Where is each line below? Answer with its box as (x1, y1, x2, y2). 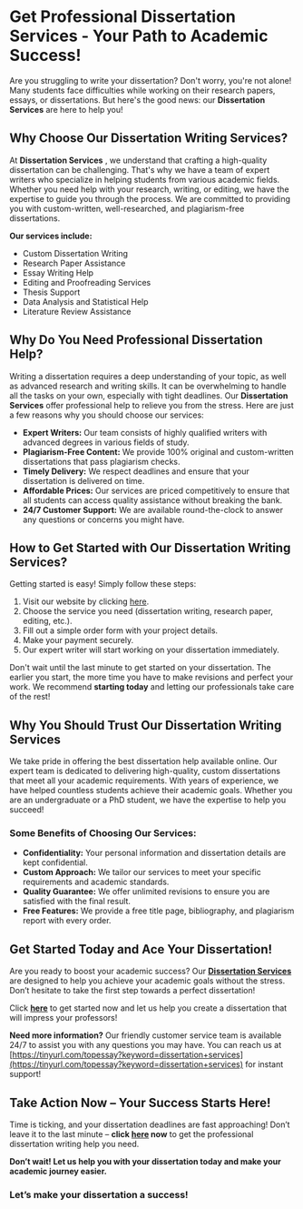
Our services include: (9, 230, 93, 241)
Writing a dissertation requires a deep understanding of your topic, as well (9, 370, 287, 381)
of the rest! (9, 691, 51, 702)
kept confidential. (22, 857, 88, 868)
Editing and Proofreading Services (22, 277, 151, 287)
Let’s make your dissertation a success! (9, 1189, 189, 1202)
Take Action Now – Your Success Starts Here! (9, 1094, 271, 1111)
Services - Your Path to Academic (9, 25, 269, 46)
